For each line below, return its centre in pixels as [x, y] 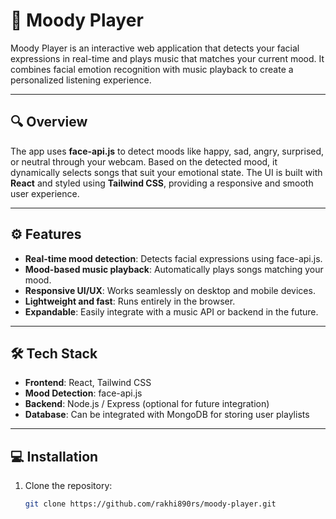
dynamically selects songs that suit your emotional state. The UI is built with [166, 172]
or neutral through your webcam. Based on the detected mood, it [144, 161]
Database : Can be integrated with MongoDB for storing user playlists [167, 415]
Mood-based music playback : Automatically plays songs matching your [174, 269]
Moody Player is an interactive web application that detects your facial [155, 48]
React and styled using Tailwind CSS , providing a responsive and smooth [162, 183]
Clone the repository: [68, 486]
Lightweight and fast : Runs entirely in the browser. [130, 301]
